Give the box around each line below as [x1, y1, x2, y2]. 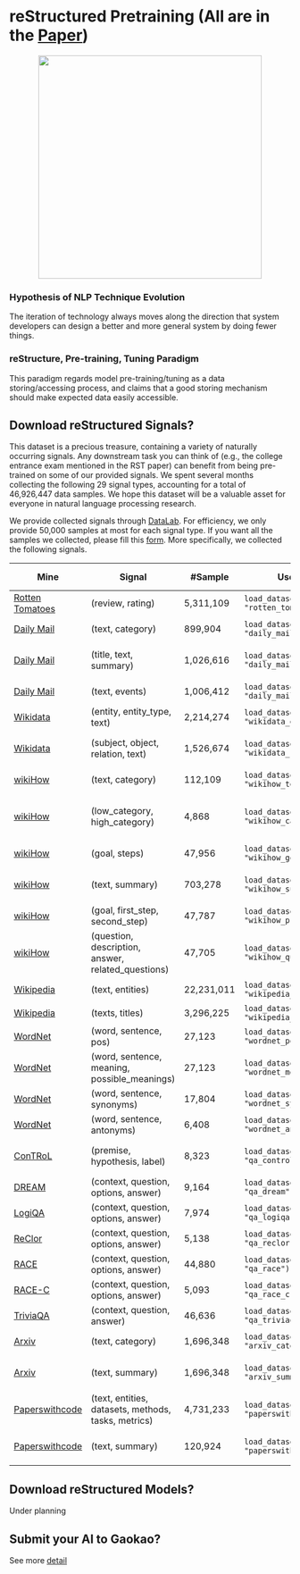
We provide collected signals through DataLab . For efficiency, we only [9, 515, 267, 526]
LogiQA [13, 1207, 46, 1219]
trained [9, 470, 36, 481]
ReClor [13, 1233, 43, 1245]
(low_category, [90, 805, 154, 817]
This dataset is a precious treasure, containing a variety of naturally [9, 441, 257, 452]
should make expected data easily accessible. [9, 391, 179, 403]
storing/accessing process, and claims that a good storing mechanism [9, 382, 268, 393]
